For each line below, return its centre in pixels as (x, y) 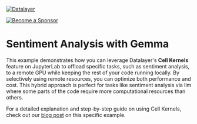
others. (15, 97)
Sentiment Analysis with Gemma (88, 44)
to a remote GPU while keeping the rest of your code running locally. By (93, 73)
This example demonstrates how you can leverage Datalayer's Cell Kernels (97, 60)
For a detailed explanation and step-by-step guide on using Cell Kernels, (94, 109)
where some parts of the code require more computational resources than (96, 91)
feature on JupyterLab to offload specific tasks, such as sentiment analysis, (98, 66)
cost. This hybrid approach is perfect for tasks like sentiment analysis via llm (99, 85)
